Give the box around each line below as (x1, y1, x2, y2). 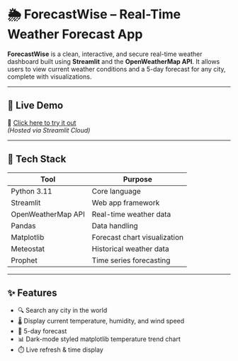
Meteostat (11, 243, 45, 253)
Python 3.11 (11, 186, 52, 196)
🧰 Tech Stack (7, 153, 67, 165)
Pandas (11, 221, 36, 231)
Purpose (123, 174, 152, 184)
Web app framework (91, 197, 160, 207)
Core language (91, 186, 142, 196)
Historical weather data (91, 243, 169, 253)
